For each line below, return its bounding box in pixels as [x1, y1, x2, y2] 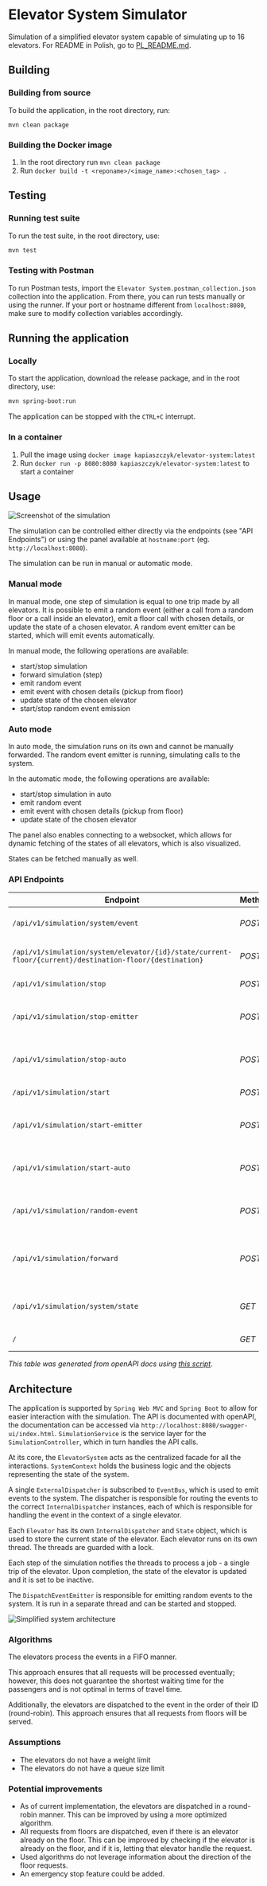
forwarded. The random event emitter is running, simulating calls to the [8, 750, 241, 759]
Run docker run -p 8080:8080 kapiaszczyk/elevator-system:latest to [19, 458, 250, 467]
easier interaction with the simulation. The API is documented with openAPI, [8, 1412, 257, 1422]
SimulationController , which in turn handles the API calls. [8, 1437, 199, 1447]
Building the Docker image [8, 139, 113, 150]
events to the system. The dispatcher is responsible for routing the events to [8, 1494, 258, 1503]
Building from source [8, 88, 91, 99]
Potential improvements [8, 1783, 103, 1794]
